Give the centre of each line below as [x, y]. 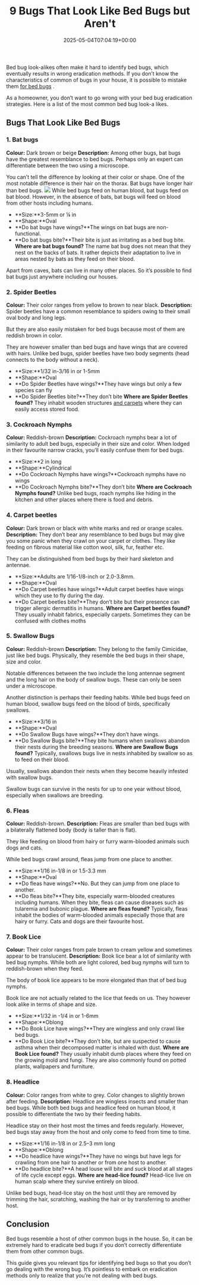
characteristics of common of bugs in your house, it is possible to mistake [97, 80]
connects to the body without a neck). [53, 359]
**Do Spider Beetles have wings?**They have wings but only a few [98, 384]
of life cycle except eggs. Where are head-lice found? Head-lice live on [103, 1175]
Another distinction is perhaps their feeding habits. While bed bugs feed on [98, 697]
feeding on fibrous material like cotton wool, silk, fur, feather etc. [85, 547]
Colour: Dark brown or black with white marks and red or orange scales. [95, 528]
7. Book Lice [24, 937]
